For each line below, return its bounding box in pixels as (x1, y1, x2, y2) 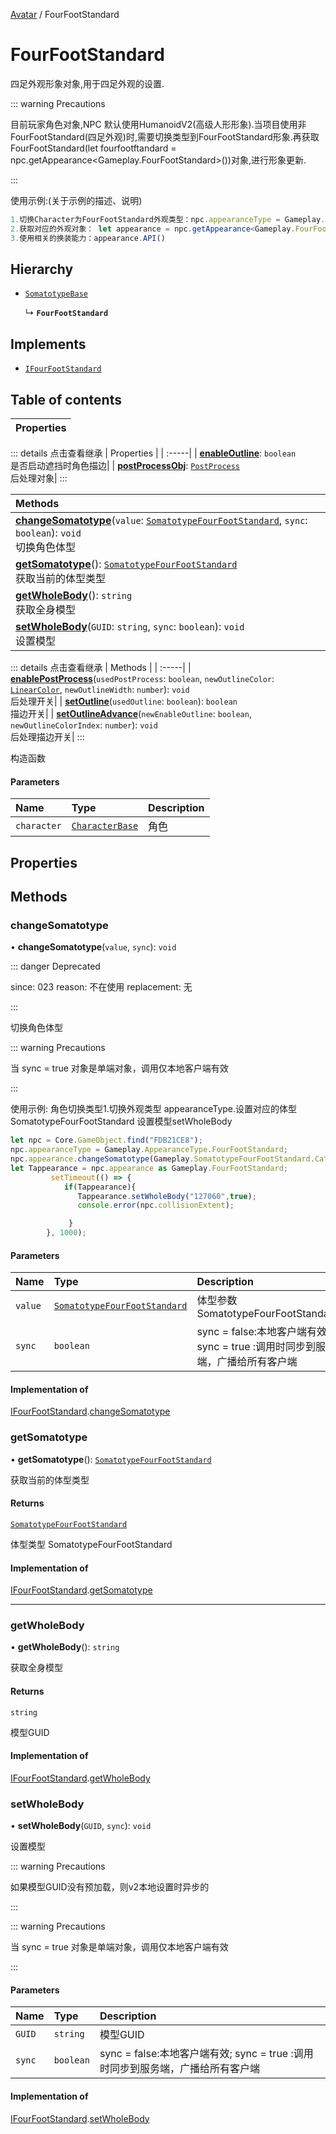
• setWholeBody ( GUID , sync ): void (10, 1820, 152, 1832)
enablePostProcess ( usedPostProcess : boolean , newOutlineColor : (10, 673, 275, 684)
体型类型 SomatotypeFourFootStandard (10, 1538, 173, 1550)
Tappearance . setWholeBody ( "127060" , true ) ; (77, 1191, 257, 1201)
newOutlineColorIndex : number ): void (10, 719, 158, 731)
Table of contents (10, 391, 122, 408)
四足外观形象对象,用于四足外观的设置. (10, 77, 165, 89)
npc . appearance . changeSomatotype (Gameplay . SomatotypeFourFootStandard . (10, 1154, 315, 1164)
